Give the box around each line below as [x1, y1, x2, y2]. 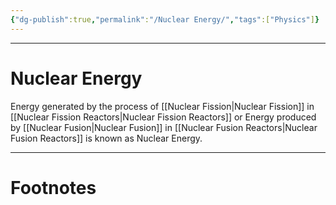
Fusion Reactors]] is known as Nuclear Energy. [10, 132, 203, 144]
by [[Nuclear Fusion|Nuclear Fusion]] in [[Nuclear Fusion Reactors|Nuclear [10, 121, 318, 133]
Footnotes [10, 176, 97, 199]
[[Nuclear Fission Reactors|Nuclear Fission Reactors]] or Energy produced [10, 111, 317, 123]
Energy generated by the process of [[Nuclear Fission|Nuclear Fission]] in [10, 100, 315, 112]
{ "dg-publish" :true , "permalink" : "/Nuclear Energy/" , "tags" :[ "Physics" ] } [10, 14, 320, 25]
